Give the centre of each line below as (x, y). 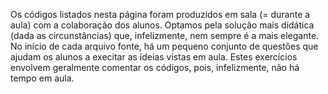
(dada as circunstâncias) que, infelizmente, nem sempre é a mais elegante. (165, 35)
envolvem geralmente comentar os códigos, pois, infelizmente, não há (155, 67)
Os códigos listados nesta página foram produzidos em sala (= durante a (160, 14)
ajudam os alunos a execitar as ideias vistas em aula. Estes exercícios (154, 57)
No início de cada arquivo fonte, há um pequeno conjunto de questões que (164, 46)
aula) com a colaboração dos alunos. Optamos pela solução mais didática (162, 25)
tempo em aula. (42, 78)
